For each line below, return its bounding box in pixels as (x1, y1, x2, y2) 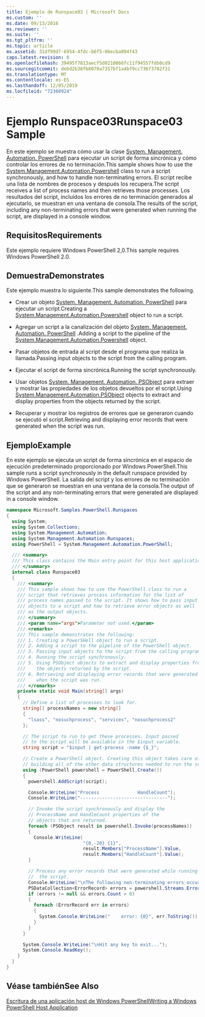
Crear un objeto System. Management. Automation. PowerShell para (15, 298, 187, 306)
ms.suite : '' (6, 32, 40, 38)
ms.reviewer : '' (6, 26, 48, 32)
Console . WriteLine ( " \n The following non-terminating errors (28, 879, 184, 885)
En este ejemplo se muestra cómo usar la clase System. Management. (6, 148, 183, 155)
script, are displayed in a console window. (6, 212, 112, 220)
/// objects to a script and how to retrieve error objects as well (17, 603, 195, 609)
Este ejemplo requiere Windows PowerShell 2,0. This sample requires (6, 246, 179, 254)
